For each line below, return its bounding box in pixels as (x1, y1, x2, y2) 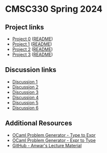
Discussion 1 (12, 78, 38, 84)
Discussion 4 (12, 94, 39, 100)
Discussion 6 (12, 104, 39, 111)
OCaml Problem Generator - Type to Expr (12, 132, 96, 138)
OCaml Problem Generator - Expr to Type (12, 137, 96, 143)
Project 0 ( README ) (12, 36, 53, 42)
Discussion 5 (12, 100, 39, 105)
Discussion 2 (12, 84, 39, 90)
